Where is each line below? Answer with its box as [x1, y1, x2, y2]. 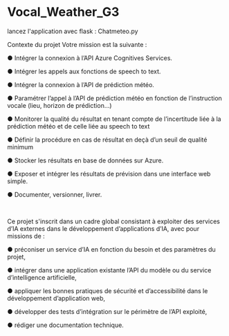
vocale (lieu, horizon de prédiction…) [7, 101, 112, 109]
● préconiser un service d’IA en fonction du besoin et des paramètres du [7, 245, 216, 253]
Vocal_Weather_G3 [7, 4, 120, 20]
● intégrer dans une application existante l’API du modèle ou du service [7, 265, 212, 274]
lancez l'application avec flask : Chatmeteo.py [7, 27, 138, 35]
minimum [7, 142, 34, 151]
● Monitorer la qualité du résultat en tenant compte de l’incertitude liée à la [7, 115, 221, 123]
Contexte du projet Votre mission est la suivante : [7, 40, 147, 48]
